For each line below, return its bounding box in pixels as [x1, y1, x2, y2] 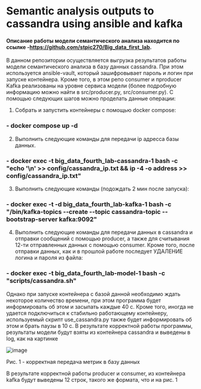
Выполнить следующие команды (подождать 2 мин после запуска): [14, 185, 190, 192]
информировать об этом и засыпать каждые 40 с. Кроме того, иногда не [6, 303, 194, 310]
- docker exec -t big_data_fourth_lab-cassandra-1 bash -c [6, 156, 178, 165]
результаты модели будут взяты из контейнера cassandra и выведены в [6, 328, 191, 336]
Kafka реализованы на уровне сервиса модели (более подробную [6, 82, 176, 89]
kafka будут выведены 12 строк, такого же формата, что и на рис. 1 [6, 376, 178, 383]
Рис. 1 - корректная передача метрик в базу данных [6, 358, 141, 365]
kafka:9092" [59, 215, 98, 223]
